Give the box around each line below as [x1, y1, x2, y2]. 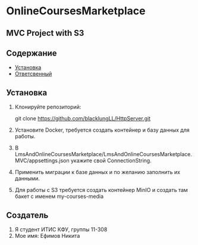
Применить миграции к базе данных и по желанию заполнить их [14, 169, 180, 176]
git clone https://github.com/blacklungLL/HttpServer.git [14, 115, 151, 122]
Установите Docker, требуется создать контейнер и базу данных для [14, 126, 190, 134]
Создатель [6, 210, 49, 220]
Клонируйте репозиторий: [14, 103, 81, 111]
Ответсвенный [14, 70, 52, 77]
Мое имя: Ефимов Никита [14, 232, 80, 240]
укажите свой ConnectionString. [70, 157, 152, 165]
